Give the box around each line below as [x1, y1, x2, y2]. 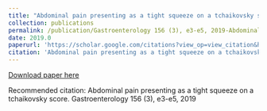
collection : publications [8, 19, 94, 27]
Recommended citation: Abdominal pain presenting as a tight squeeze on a [8, 86, 254, 95]
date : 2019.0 [8, 33, 52, 42]
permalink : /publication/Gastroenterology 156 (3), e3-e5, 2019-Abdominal [8, 26, 261, 34]
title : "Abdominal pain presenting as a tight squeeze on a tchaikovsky [8, 11, 254, 20]
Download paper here [8, 71, 79, 79]
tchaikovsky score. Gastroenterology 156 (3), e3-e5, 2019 [8, 94, 197, 103]
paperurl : [8, 41, 41, 49]
